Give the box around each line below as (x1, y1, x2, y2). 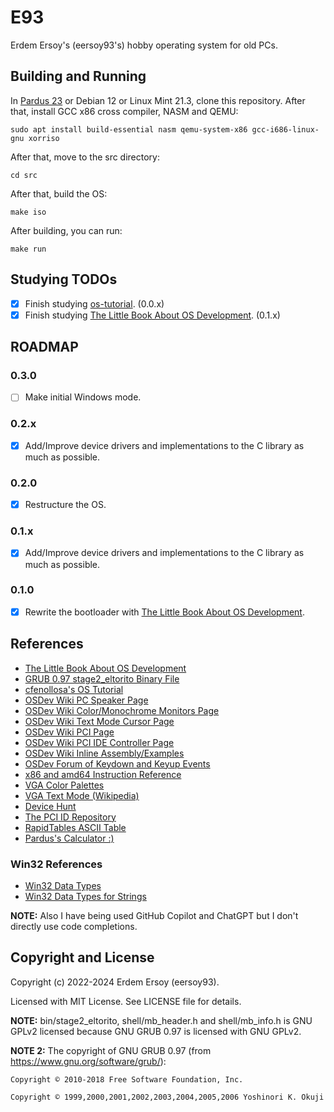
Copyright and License (10, 949, 155, 966)
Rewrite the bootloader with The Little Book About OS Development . (24, 606, 305, 618)
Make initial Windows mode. (24, 391, 142, 403)
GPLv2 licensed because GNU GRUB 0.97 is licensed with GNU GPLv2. (10, 1025, 302, 1037)
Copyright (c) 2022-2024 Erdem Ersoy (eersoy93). (10, 976, 220, 988)
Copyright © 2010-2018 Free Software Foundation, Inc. (10, 1074, 244, 1085)
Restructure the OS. (24, 499, 107, 511)
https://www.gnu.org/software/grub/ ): (10, 1055, 167, 1067)
